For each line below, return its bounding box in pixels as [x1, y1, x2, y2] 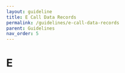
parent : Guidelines [6, 25, 55, 31]
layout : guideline [6, 8, 52, 15]
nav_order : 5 [6, 31, 39, 37]
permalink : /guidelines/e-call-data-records [6, 20, 120, 26]
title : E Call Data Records [6, 14, 77, 20]
